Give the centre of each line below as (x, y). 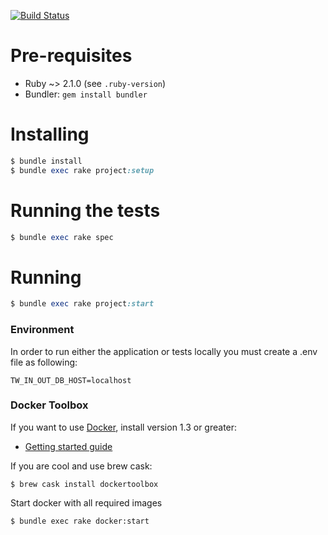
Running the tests (85, 210)
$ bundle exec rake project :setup (82, 170)
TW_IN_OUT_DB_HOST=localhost (71, 380)
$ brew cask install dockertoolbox (84, 484)
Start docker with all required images (86, 502)
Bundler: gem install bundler (86, 94)
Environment (42, 330)
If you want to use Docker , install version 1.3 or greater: (124, 427)
